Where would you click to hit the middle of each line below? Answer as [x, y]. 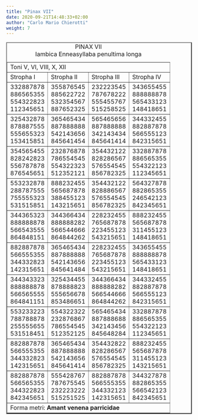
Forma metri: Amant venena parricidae [65, 408]
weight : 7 [18, 28]
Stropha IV [147, 77]
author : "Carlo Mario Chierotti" [47, 22]
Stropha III [105, 77]
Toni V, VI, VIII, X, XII [38, 67]
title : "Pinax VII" [30, 12]
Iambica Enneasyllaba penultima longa [88, 54]
